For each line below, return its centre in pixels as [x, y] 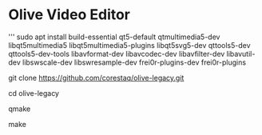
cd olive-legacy [34, 93]
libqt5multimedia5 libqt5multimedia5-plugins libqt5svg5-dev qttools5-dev [129, 45]
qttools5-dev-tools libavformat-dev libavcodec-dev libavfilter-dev [117, 54]
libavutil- [241, 54]
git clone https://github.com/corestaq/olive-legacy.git [96, 77]
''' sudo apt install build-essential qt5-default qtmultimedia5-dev [114, 37]
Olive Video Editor [69, 15]
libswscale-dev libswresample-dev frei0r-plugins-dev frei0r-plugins [134, 62]
